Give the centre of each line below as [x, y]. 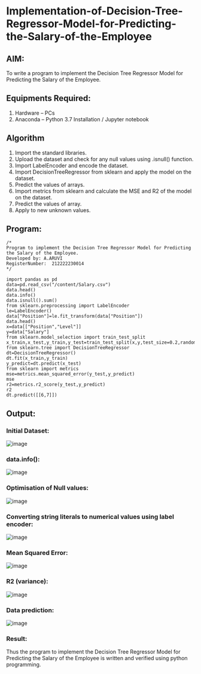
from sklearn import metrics [42, 369]
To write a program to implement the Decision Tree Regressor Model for [95, 73]
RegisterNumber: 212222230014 [45, 264]
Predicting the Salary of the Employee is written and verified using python [97, 658]
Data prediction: [30, 610]
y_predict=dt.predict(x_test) [44, 364]
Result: [17, 639]
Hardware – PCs [35, 113]
